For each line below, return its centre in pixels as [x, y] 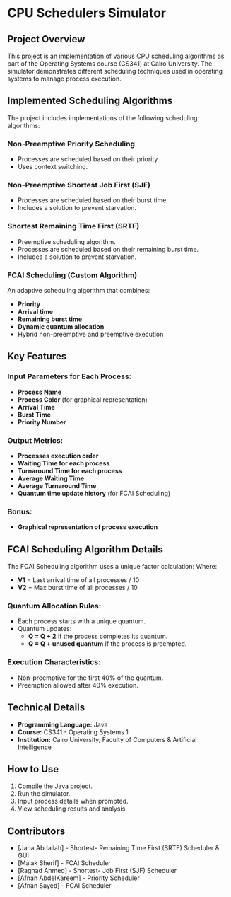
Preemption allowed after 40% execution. [78, 685]
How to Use [33, 769]
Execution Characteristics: [54, 662]
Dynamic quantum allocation [61, 326]
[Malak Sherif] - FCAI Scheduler [64, 863]
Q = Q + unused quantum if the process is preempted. [107, 644]
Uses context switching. [53, 167]
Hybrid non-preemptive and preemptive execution [90, 334]
